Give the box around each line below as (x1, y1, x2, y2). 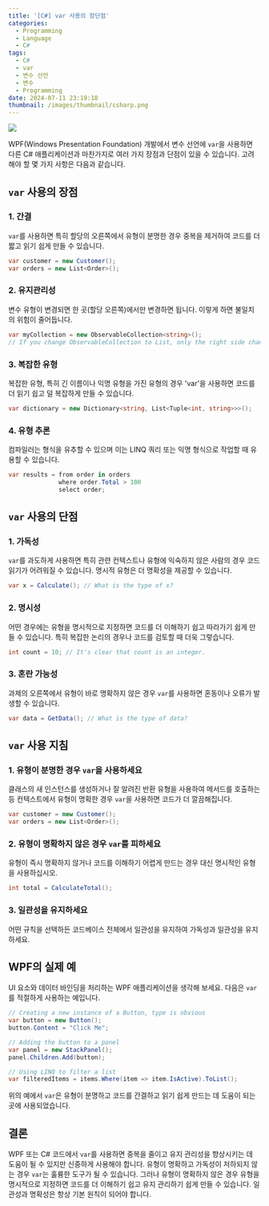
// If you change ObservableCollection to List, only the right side (8, 338, 246, 346)
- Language (15, 34, 52, 43)
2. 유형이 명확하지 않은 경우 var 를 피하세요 (8, 838, 162, 849)
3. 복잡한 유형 (8, 359, 58, 370)
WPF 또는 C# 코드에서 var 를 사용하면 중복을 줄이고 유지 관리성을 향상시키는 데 (8, 1149, 254, 1159)
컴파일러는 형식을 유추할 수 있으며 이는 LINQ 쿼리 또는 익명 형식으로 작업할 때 (8, 445, 249, 454)
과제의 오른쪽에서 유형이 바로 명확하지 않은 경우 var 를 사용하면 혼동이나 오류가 (8, 688, 252, 698)
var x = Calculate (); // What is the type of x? (8, 582, 174, 590)
